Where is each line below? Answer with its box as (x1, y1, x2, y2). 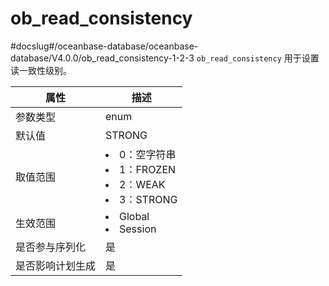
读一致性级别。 (10, 64, 72, 76)
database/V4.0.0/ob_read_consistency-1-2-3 (10, 52, 195, 64)
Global (119, 209, 150, 223)
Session (119, 222, 157, 236)
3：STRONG (119, 192, 178, 206)
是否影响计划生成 (15, 258, 97, 272)
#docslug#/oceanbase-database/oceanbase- (10, 40, 199, 52)
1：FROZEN (119, 162, 177, 176)
